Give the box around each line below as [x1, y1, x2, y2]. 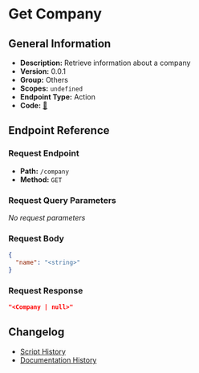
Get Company [8, 5, 103, 23]
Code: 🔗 [19, 101, 48, 110]
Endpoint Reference [8, 124, 110, 137]
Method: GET [19, 174, 63, 184]
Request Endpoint [8, 148, 79, 159]
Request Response [8, 285, 83, 296]
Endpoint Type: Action [19, 92, 96, 101]
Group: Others [19, 75, 68, 84]
